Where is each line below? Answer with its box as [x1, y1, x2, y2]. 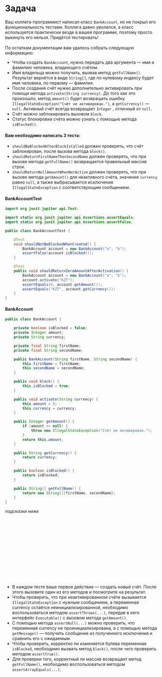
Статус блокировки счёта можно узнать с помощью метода [12, 116, 137, 122]
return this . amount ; [22, 437, 64, 442]
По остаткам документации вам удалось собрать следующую [5, 45, 134, 51]
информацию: [5, 50, 34, 56]
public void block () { [14, 379, 59, 384]
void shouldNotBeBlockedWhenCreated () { [14, 241, 96, 247]
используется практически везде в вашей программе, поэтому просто [5, 29, 153, 35]
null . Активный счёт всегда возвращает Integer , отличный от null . [12, 105, 152, 112]
